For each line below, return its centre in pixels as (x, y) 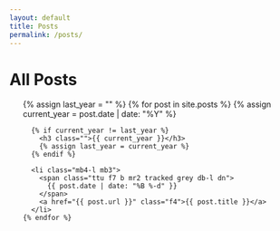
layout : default (40, 18)
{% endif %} (53, 155)
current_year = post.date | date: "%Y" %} (99, 114)
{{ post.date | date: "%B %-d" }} (112, 187)
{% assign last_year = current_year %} (115, 147)
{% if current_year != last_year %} (100, 131)
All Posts (43, 79)
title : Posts (34, 26)
